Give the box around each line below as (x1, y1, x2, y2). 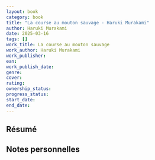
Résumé (6, 124, 37, 134)
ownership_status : (6, 86, 51, 92)
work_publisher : (6, 53, 46, 59)
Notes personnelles (6, 145, 80, 155)
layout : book (6, 8, 38, 15)
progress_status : (6, 91, 49, 97)
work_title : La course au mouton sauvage (6, 42, 110, 48)
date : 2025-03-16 (6, 31, 49, 37)
